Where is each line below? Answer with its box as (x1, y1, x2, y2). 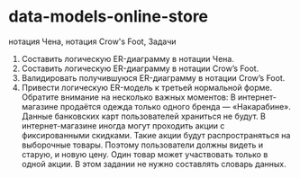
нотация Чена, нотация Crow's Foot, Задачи (8, 36, 177, 47)
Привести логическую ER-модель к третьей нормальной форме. (21, 82, 273, 93)
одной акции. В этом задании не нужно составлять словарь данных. (21, 158, 287, 169)
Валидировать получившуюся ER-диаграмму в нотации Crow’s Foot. (21, 72, 286, 83)
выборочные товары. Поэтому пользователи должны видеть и (21, 139, 263, 150)
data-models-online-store (8, 6, 209, 27)
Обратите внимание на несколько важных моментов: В (21, 92, 236, 102)
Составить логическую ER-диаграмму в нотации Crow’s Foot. (21, 63, 259, 74)
